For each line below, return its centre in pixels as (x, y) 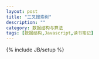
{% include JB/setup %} (35, 50)
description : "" (26, 22)
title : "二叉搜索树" (29, 17)
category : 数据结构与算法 (35, 28)
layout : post (22, 11)
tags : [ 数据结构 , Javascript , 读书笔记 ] (50, 33)
